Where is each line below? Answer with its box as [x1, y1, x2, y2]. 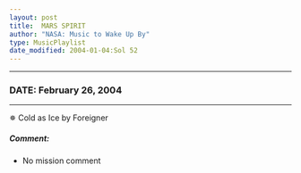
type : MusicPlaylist [9, 37, 87, 47]
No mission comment [21, 155, 101, 166]
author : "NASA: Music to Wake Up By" [9, 29, 150, 38]
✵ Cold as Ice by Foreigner [9, 112, 109, 123]
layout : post [9, 12, 58, 22]
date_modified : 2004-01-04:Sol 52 [9, 46, 139, 55]
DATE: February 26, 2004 [9, 84, 123, 96]
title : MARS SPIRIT [9, 21, 87, 30]
